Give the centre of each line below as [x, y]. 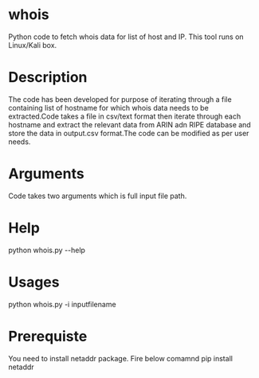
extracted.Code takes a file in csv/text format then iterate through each [125, 116]
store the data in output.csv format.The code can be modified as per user [129, 133]
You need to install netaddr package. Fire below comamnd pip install [121, 358]
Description [48, 78]
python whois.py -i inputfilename [63, 304]
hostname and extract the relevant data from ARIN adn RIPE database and [129, 124]
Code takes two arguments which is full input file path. [98, 196]
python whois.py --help [47, 250]
